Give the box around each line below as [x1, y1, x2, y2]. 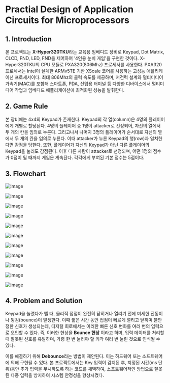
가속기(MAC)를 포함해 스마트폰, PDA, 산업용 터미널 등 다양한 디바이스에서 [5, 80, 151, 87]
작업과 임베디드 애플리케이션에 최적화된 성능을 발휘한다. [14, 87, 125, 93]
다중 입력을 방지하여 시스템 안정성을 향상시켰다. [10, 372, 105, 378]
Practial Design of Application [5, 4, 133, 15]
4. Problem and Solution [5, 296, 83, 305]
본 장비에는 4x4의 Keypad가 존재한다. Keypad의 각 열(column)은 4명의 [5, 116, 148, 122]
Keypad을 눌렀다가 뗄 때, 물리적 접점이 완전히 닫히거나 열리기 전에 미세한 [5, 311, 150, 317]
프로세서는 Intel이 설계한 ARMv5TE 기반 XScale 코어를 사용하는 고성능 [5, 68, 146, 74]
